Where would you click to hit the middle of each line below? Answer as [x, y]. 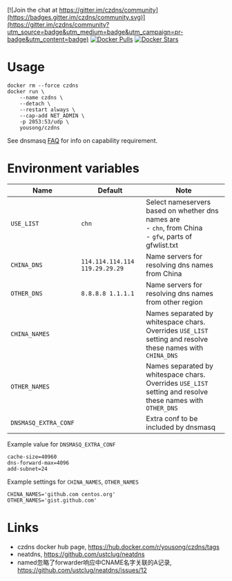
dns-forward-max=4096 [38, 463]
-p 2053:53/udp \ [45, 121]
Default [110, 190]
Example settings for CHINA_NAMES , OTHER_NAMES [73, 482]
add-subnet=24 [28, 469]
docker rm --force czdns [43, 86]
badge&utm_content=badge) [48, 39]
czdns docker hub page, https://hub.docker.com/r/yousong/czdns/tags [118, 546]
